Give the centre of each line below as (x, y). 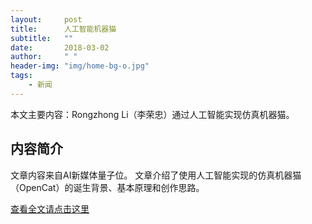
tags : (21, 76)
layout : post (46, 19)
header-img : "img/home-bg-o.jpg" (80, 66)
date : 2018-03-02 (60, 47)
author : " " (44, 57)
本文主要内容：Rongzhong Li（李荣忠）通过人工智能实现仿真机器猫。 (152, 114)
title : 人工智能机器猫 (63, 29)
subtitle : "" (42, 38)
